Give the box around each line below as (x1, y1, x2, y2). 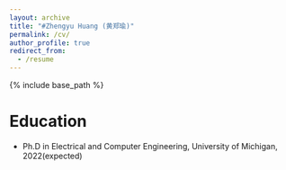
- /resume (17, 55, 54, 64)
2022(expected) (22, 150, 83, 161)
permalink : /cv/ (9, 30, 70, 39)
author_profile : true (9, 38, 91, 48)
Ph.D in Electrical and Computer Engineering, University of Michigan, (22, 140, 278, 151)
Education (9, 112, 87, 131)
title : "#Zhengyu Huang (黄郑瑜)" (9, 22, 135, 31)
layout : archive (9, 13, 70, 22)
